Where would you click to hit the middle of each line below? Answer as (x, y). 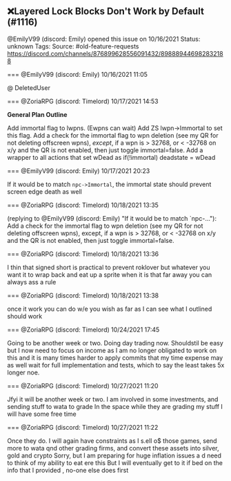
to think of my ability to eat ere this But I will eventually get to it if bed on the (115, 462)
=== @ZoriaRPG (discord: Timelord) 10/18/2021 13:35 (83, 205)
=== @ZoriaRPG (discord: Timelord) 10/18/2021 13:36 (83, 254)
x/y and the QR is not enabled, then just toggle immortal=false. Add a (105, 150)
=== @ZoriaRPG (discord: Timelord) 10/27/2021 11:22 (83, 427)
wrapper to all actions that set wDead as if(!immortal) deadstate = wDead (111, 157)
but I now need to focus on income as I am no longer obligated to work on (112, 350)
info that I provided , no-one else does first (68, 470)
